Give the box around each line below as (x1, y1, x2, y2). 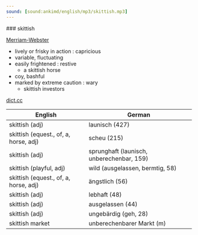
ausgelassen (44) (88, 200, 138, 208)
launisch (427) (88, 120, 130, 128)
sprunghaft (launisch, (88, 147, 148, 155)
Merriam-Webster (6, 36, 49, 43)
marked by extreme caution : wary (14, 79, 98, 86)
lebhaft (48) (88, 190, 122, 198)
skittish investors (23, 85, 65, 92)
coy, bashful (14, 72, 45, 80)
